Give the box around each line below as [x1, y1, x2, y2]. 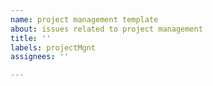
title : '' [10, 33, 52, 43]
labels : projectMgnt [10, 42, 97, 53]
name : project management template [10, 14, 159, 25]
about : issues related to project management [10, 24, 203, 34]
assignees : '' [10, 52, 70, 62]
